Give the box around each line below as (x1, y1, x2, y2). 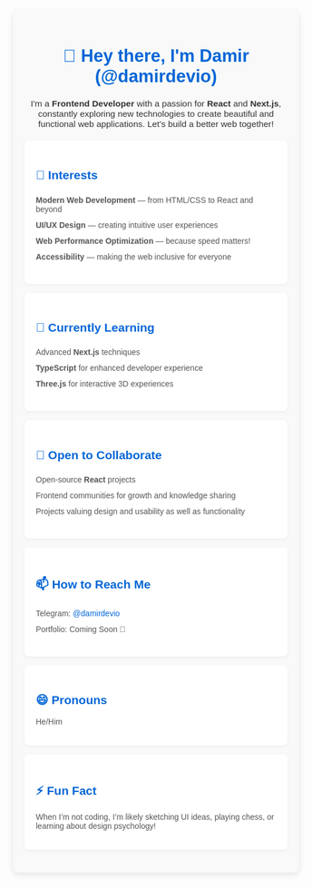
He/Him (35, 717, 63, 727)
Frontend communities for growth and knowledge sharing (35, 491, 237, 501)
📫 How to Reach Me (35, 577, 151, 591)
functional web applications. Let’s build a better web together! (38, 118, 274, 129)
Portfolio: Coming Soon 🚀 (35, 624, 126, 634)
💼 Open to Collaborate (35, 447, 162, 462)
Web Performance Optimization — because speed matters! (35, 236, 251, 246)
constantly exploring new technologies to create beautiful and (38, 108, 274, 119)
